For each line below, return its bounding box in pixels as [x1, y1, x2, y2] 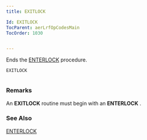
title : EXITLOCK [6, 8, 46, 15]
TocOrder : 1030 [6, 30, 43, 36]
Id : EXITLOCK [6, 19, 38, 25]
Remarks [6, 86, 32, 94]
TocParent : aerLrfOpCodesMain [6, 25, 80, 30]
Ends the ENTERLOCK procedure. [6, 56, 88, 63]
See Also [6, 114, 32, 122]
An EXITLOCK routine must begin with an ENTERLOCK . [6, 100, 142, 107]
